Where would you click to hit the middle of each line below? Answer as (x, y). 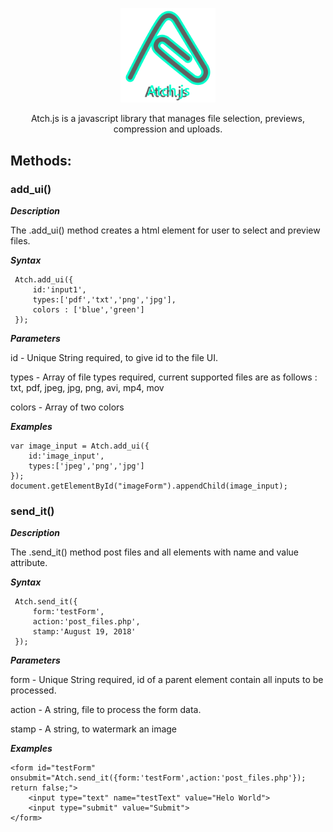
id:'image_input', (66, 456)
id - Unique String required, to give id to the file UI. (114, 357)
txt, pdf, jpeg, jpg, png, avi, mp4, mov (87, 387)
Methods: (41, 160)
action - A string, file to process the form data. (106, 710)
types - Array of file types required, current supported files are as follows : (164, 377)
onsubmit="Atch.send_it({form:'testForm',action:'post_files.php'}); (158, 778)
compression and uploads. (168, 129)
